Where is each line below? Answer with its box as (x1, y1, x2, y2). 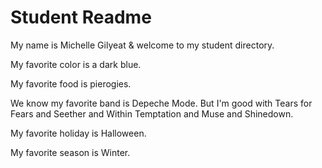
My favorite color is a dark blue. (10, 58, 142, 70)
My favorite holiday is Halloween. (10, 127, 147, 139)
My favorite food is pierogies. (10, 77, 132, 90)
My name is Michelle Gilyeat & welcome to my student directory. (10, 39, 275, 51)
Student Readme (10, 6, 152, 29)
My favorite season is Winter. (10, 146, 131, 158)
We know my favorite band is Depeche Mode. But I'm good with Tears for (10, 97, 313, 109)
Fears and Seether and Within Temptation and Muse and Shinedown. (10, 107, 294, 120)
